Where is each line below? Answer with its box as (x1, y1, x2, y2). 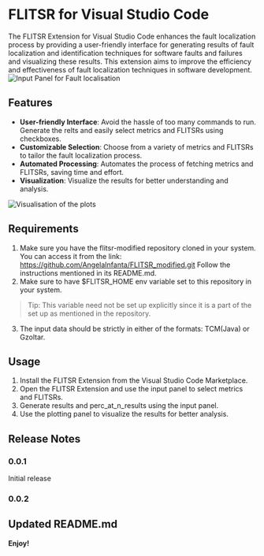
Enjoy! (8, 538, 30, 548)
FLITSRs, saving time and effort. (19, 167, 125, 176)
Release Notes (8, 432, 81, 446)
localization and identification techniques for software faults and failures (8, 48, 243, 57)
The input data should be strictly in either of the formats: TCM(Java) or (19, 324, 250, 333)
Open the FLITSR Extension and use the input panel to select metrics (19, 384, 244, 394)
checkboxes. (19, 134, 61, 143)
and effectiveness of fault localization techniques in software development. (8, 65, 252, 74)
